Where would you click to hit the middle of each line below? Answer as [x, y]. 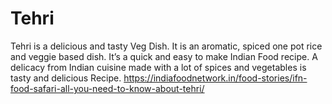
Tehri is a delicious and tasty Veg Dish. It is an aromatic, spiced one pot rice [166, 46]
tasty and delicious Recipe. [66, 78]
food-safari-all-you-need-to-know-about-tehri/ [107, 88]
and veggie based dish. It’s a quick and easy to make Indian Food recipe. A [164, 56]
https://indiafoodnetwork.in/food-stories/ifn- [215, 78]
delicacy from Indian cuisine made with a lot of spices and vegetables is [158, 67]
